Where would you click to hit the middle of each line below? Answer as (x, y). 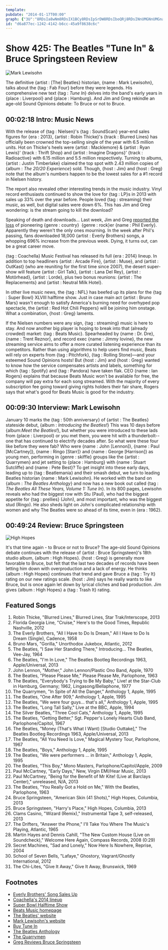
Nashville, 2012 (28, 628)
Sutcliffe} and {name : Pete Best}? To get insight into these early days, (78, 467)
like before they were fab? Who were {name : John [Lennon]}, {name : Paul (83, 446)
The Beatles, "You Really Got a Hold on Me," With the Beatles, (76, 787)
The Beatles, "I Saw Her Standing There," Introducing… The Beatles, (83, 649)
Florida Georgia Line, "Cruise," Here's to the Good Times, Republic (81, 623)
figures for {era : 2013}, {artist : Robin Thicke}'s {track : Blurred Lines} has (82, 137)
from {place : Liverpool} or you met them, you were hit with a (68, 435)
